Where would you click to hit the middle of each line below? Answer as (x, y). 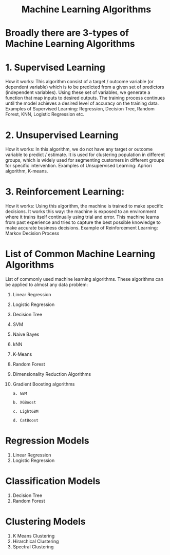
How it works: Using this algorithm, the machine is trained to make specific (84, 206)
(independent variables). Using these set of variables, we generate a (78, 92)
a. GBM (20, 394)
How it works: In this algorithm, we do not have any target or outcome (79, 149)
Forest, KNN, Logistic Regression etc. (45, 114)
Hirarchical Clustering (36, 541)
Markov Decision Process (32, 233)
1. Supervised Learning (55, 67)
